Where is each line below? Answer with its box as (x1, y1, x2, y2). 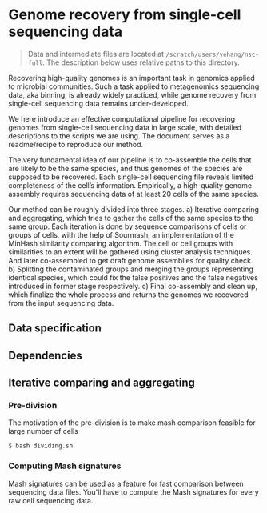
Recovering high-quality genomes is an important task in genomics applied (8, 73, 255, 82)
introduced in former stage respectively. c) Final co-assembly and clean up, (8, 281, 258, 291)
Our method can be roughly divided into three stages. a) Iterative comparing (8, 204, 260, 214)
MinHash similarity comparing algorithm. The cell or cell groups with (8, 238, 233, 248)
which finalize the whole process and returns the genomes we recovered (8, 290, 249, 299)
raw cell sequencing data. (8, 495, 94, 505)
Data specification (8, 322, 102, 335)
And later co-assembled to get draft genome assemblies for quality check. (8, 255, 253, 265)
